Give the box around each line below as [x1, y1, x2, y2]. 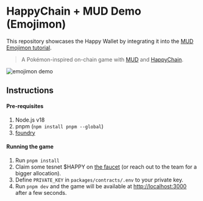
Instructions [6, 86, 54, 96]
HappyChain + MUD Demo [6, 4, 141, 18]
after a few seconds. [15, 189, 67, 196]
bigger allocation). [15, 169, 62, 177]
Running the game [6, 143, 54, 150]
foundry [15, 129, 35, 136]
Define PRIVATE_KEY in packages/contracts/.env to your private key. [15, 176, 184, 183]
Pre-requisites [6, 102, 44, 109]
